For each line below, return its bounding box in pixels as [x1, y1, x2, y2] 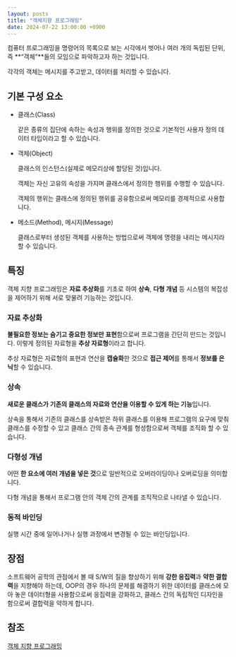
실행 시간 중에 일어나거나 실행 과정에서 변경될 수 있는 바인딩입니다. [7, 530, 190, 538]
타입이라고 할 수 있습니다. [30, 134, 101, 143]
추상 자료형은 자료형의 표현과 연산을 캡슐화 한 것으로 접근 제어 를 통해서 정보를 [7, 354, 218, 362]
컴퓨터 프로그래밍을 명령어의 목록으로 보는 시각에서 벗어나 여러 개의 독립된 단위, [7, 44, 225, 52]
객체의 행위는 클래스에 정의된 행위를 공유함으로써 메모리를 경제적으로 [17, 194, 206, 203]
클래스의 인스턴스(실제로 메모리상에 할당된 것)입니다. [17, 164, 162, 173]
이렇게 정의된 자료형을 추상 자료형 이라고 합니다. [16, 339, 147, 348]
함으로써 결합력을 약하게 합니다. [7, 599, 94, 608]
